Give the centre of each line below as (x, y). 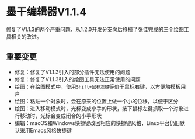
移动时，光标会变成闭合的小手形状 (61, 116)
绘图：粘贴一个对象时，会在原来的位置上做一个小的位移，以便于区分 (96, 101)
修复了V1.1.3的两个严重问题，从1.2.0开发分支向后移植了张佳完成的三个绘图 (95, 29)
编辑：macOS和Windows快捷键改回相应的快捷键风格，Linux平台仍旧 (97, 123)
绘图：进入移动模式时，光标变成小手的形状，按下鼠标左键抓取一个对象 (99, 108)
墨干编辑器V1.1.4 (46, 12)
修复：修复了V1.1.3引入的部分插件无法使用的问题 (72, 72)
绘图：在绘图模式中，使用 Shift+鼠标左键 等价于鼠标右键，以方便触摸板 (97, 86)
